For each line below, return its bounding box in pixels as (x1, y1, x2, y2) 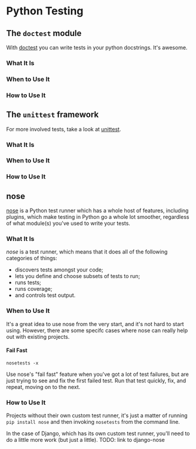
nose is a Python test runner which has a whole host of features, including (6, 207, 189, 214)
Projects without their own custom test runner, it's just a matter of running (6, 412, 188, 419)
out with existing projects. (6, 333, 70, 340)
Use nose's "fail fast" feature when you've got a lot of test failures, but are (6, 370, 189, 378)
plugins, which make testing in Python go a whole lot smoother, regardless (6, 213, 189, 221)
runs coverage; (14, 285, 53, 293)
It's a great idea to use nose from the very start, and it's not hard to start (6, 320, 184, 327)
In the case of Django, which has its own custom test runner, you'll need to (6, 430, 190, 437)
